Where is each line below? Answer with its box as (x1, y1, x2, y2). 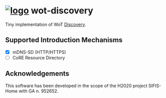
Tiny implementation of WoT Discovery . (5, 21, 86, 27)
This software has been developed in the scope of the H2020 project (5, 83, 147, 89)
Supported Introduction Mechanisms (5, 36, 123, 44)
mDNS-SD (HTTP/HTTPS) (12, 49, 66, 55)
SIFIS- (148, 83, 161, 89)
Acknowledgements (5, 70, 69, 78)
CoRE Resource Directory (12, 55, 65, 61)
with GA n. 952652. (18, 88, 58, 94)
